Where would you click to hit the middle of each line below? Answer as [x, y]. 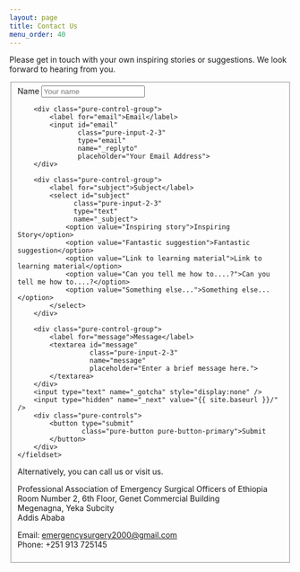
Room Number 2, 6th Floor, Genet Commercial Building [119, 498]
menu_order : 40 [38, 34]
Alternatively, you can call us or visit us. [90, 471]
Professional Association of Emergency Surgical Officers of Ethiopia [143, 489]
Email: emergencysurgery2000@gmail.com [97, 535]
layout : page [34, 18]
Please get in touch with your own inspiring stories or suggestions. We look [148, 60]
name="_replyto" [108, 149]
